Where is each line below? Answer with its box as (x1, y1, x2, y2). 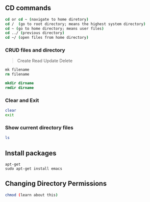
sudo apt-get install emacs (5, 166, 63, 171)
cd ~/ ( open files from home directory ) (5, 35, 89, 40)
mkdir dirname (5, 81, 34, 86)
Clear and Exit (5, 97, 39, 103)
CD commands (5, 4, 51, 12)
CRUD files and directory (5, 47, 65, 53)
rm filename (5, 72, 29, 77)
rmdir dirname (5, 85, 34, 90)
